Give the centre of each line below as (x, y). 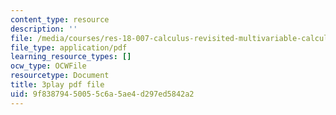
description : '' (44, 29)
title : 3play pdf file (57, 85)
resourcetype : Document (60, 76)
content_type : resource (60, 19)
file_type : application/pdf (69, 47)
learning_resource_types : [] (71, 57)
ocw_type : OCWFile (48, 66)
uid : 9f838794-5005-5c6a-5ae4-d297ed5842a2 (102, 94)
